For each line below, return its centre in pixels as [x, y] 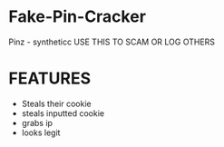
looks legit [41, 132]
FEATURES [50, 78]
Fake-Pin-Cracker [78, 17]
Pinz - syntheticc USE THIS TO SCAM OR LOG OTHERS [112, 42]
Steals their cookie [56, 103]
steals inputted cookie [63, 113]
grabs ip [37, 122]
